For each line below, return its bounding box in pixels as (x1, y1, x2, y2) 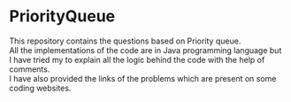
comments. (9, 64, 50, 75)
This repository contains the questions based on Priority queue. (9, 35, 241, 46)
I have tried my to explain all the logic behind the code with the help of (9, 54, 265, 65)
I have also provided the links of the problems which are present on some (9, 73, 277, 83)
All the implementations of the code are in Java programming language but (9, 44, 282, 55)
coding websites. (9, 82, 72, 93)
